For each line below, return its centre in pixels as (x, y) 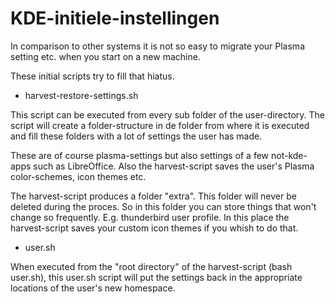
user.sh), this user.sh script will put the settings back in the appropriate (156, 277)
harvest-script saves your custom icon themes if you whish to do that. (154, 228)
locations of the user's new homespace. (93, 288)
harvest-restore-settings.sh (81, 95)
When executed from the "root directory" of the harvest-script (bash (151, 266)
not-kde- (289, 155)
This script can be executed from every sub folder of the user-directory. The (167, 114)
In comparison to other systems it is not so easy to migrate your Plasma (157, 46)
